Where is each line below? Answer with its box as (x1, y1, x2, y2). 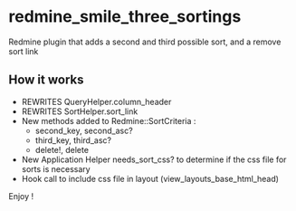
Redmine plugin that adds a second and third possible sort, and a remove (8, 36, 282, 47)
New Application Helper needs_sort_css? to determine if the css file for (21, 154, 287, 165)
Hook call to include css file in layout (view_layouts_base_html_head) (21, 173, 280, 184)
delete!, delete (34, 144, 90, 155)
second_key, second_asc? (34, 125, 133, 136)
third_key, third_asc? (34, 134, 112, 146)
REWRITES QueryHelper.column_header (21, 96, 172, 107)
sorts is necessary (21, 163, 91, 174)
